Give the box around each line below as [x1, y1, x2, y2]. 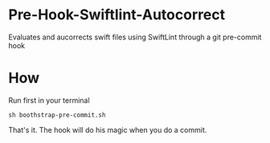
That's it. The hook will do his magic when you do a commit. [8, 125, 207, 134]
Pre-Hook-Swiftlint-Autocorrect [8, 6, 226, 24]
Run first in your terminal [8, 95, 90, 105]
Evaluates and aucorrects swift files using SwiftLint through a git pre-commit [8, 32, 262, 42]
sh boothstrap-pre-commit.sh [8, 111, 106, 119]
